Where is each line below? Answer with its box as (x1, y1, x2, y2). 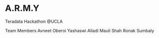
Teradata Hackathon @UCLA (5, 19, 63, 24)
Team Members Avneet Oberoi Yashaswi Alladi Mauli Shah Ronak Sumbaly (5, 28, 155, 33)
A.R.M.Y (5, 3, 40, 14)
